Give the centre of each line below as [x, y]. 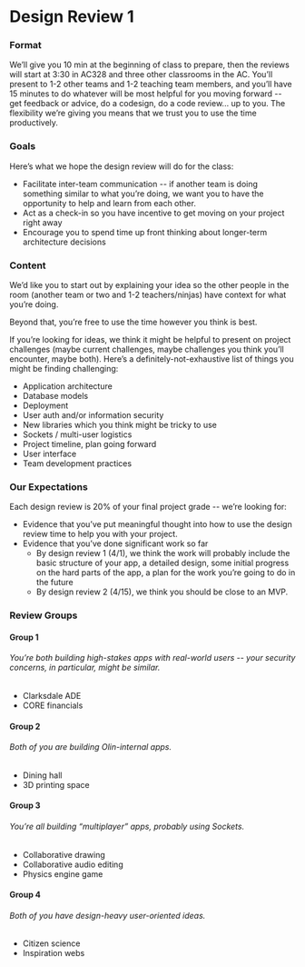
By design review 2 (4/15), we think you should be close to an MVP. [162, 592]
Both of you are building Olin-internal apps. [91, 747]
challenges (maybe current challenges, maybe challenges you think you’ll [147, 349]
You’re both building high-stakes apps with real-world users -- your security [152, 658]
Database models [55, 396]
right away [42, 222]
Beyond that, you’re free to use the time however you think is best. [133, 322]
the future [55, 583]
